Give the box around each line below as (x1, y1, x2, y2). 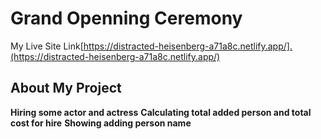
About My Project (10, 80, 122, 97)
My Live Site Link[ (10, 40, 84, 52)
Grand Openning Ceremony (10, 7, 243, 30)
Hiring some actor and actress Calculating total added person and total (10, 106, 312, 118)
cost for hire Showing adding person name (10, 117, 192, 129)
